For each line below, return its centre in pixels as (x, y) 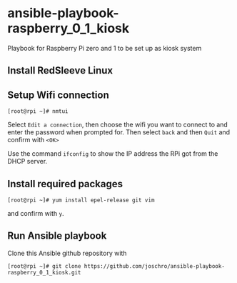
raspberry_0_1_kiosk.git (44, 272)
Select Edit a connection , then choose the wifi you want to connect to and (118, 125)
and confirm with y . (36, 213)
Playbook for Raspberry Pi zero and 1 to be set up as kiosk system (105, 48)
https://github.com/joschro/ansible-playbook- (154, 266)
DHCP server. (27, 162)
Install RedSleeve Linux (60, 70)
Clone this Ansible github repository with (67, 253)
